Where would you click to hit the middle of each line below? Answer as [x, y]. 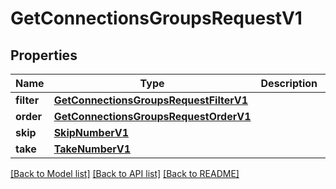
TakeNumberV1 [92, 149]
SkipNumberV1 [91, 132]
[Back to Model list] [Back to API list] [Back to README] [125, 173]
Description [289, 83]
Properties [44, 55]
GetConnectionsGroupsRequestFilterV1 [151, 100]
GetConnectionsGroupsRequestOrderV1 [152, 116]
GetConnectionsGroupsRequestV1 [156, 18]
